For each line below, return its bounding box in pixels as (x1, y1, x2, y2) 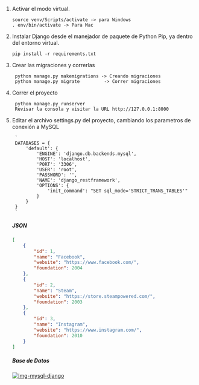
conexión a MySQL (11, 123, 59, 130)
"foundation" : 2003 (34, 299, 83, 305)
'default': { (25, 145, 58, 151)
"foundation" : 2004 (34, 265, 83, 271)
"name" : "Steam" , (34, 288, 77, 294)
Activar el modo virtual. (11, 5, 71, 12)
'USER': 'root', (36, 166, 77, 173)
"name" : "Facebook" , (34, 254, 86, 260)
